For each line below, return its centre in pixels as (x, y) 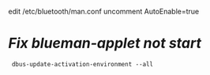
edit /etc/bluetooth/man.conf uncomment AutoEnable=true (104, 11)
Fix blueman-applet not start (105, 43)
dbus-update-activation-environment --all (82, 64)
